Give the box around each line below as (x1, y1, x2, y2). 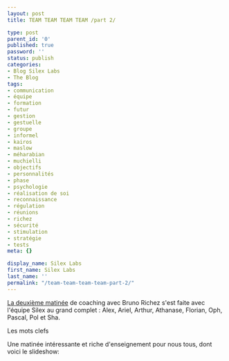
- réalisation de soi (7, 189, 70, 197)
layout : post (7, 10, 45, 17)
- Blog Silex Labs (7, 67, 60, 75)
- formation (7, 100, 42, 107)
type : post (7, 29, 39, 36)
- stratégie (7, 234, 42, 242)
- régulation (7, 203, 45, 210)
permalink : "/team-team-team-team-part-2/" (7, 279, 135, 286)
